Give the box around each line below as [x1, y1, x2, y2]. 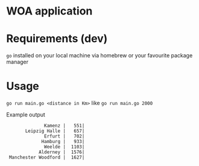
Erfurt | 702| [44, 133, 85, 139]
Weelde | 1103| [44, 144, 85, 150]
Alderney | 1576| [38, 149, 85, 155]
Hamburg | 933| [41, 139, 85, 145]
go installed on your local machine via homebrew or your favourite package [6, 52, 193, 59]
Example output [6, 111, 45, 118]
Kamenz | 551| [44, 123, 85, 129]
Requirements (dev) [6, 32, 108, 46]
